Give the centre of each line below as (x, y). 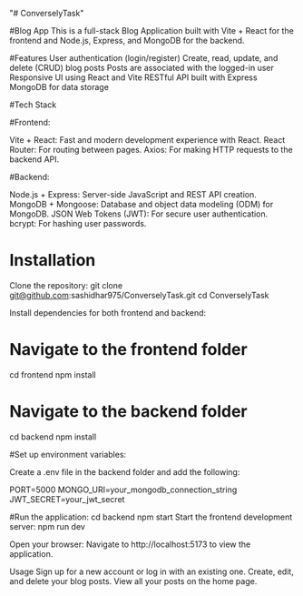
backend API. (34, 159)
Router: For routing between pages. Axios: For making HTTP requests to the (151, 150)
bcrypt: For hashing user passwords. (78, 223)
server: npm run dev (48, 526)
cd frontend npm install (53, 374)
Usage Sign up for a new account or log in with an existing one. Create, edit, (152, 571)
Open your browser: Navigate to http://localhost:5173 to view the (130, 544)
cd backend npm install (53, 437)
